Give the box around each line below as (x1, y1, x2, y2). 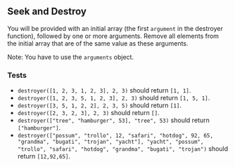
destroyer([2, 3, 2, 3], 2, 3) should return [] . (17, 109, 160, 117)
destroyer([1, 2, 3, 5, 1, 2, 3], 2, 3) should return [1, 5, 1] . (17, 94, 210, 102)
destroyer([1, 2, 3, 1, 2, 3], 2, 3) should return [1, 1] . (17, 86, 191, 95)
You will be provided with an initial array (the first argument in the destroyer (7, 24, 224, 32)
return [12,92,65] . (17, 152, 71, 161)
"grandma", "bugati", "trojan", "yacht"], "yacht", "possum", (17, 138, 204, 146)
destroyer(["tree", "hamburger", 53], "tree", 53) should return (17, 116, 210, 125)
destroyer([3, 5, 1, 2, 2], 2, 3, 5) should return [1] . (17, 101, 182, 109)
